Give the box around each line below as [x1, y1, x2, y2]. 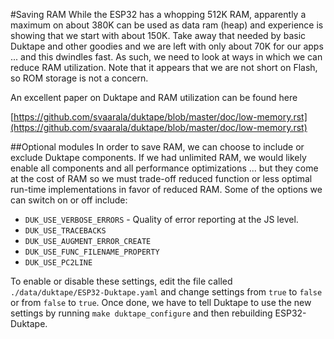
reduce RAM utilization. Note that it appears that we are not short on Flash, [10, 62, 318, 73]
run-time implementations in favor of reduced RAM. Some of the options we [10, 184, 323, 195]
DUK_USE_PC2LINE [24, 258, 93, 268]
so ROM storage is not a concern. [10, 72, 149, 84]
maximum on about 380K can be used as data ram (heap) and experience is [10, 19, 324, 31]
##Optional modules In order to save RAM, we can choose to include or [10, 141, 305, 153]
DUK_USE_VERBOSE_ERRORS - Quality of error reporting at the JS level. [24, 214, 299, 225]
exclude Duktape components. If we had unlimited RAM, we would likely [10, 152, 307, 163]
